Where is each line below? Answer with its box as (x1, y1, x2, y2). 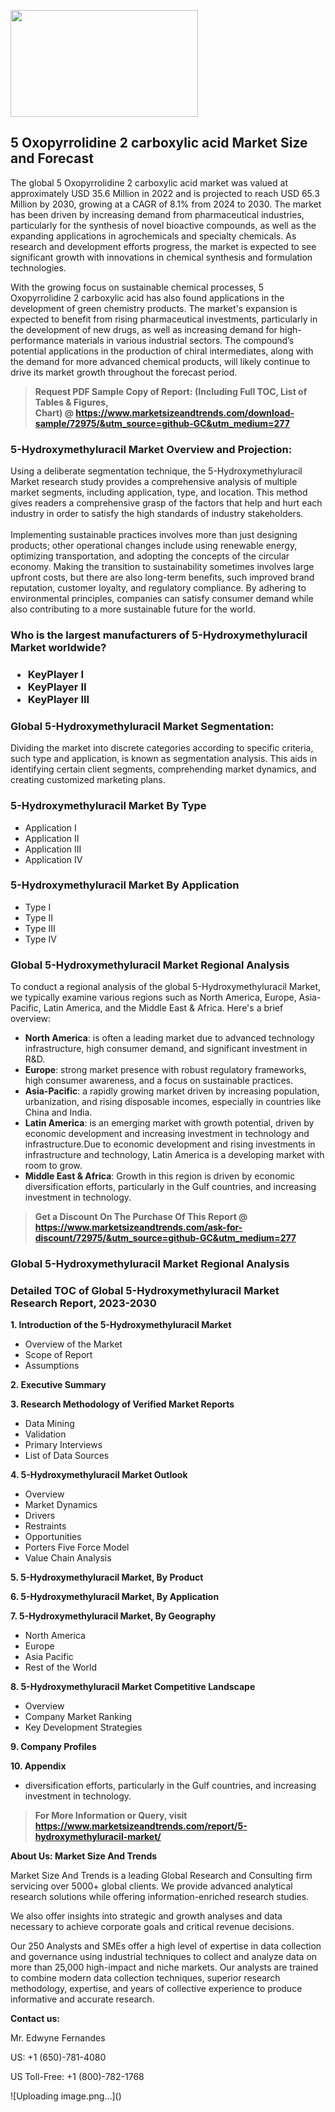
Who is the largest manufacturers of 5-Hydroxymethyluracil (10, 628, 308, 642)
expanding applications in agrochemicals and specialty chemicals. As (10, 230, 297, 242)
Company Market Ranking (24, 1711, 133, 1723)
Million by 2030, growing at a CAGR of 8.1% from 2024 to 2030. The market (10, 198, 322, 210)
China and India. (24, 1106, 93, 1119)
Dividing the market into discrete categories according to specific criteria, (10, 742, 314, 754)
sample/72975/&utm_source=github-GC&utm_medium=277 (34, 417, 290, 429)
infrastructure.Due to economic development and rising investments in (24, 1138, 316, 1150)
